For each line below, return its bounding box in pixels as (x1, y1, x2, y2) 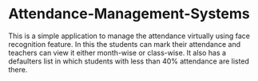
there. (8, 64, 28, 74)
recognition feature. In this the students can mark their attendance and (8, 39, 241, 48)
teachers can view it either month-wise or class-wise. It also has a (8, 48, 226, 57)
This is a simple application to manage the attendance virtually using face (8, 31, 250, 40)
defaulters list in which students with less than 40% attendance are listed (8, 56, 250, 66)
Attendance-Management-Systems (8, 5, 250, 23)
